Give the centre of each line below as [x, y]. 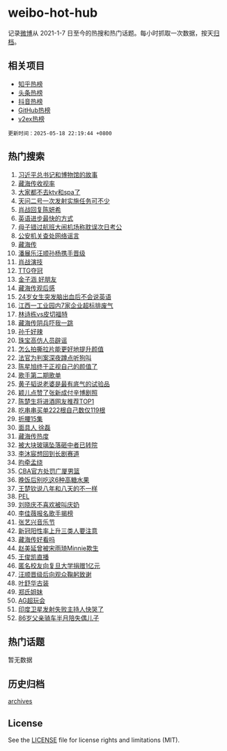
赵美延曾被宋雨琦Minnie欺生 [58, 548]
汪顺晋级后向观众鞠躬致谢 [55, 574]
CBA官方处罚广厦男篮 [49, 471]
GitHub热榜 [34, 110]
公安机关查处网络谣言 [48, 236]
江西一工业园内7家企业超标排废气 [65, 305]
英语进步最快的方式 [46, 218]
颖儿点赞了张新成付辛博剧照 [58, 393]
